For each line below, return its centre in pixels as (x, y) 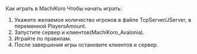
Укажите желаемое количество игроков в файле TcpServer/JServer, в (103, 20)
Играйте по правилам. (43, 38)
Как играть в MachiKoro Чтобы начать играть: (64, 9)
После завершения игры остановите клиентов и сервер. (86, 45)
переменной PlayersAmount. (50, 26)
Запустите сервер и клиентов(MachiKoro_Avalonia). (79, 32)
